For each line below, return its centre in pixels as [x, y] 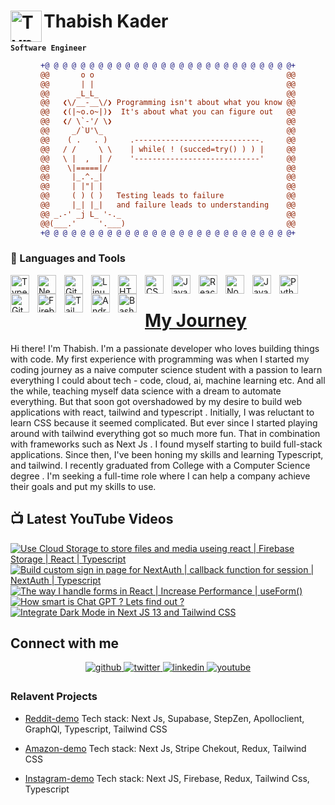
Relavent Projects [54, 697]
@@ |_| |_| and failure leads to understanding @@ [168, 205]
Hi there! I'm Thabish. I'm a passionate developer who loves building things [165, 348]
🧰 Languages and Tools [68, 258]
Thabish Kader [106, 21]
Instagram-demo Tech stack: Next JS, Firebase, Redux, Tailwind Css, [167, 778]
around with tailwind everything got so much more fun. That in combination [165, 433]
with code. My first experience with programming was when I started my [160, 359]
